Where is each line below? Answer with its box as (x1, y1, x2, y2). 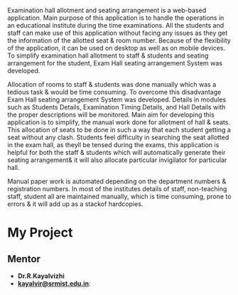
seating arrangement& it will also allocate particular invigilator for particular (7, 156, 227, 164)
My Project (7, 225, 73, 241)
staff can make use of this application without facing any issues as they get (7, 28, 228, 37)
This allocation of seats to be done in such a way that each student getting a (7, 126, 231, 134)
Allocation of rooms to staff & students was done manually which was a (7, 80, 217, 88)
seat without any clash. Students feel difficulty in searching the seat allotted (7, 133, 229, 141)
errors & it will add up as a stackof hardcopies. (7, 200, 144, 208)
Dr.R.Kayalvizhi (17, 272, 65, 280)
